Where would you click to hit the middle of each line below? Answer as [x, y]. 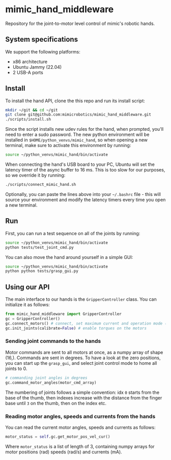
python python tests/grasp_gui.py [42, 271]
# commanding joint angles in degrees [46, 378]
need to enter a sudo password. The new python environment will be [77, 135]
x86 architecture [30, 62]
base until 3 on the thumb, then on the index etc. [56, 403]
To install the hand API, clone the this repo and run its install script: [75, 101]
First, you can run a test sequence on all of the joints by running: [73, 233]
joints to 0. [16, 368]
